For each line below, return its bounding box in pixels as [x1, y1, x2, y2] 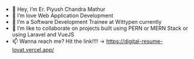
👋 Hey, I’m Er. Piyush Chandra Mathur [11, 6, 106, 13]
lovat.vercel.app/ [11, 46, 54, 53]
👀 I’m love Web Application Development [11, 12, 114, 19]
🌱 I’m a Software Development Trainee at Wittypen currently [11, 18, 162, 25]
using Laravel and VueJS [11, 31, 74, 38]
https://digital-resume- [106, 38, 163, 45]
